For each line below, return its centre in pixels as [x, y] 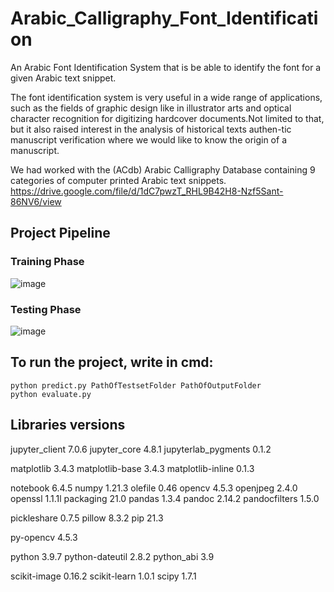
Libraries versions [68, 425]
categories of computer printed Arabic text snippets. [118, 180]
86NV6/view [36, 201]
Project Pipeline [60, 233]
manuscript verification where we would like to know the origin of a [148, 139]
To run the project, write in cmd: [112, 362]
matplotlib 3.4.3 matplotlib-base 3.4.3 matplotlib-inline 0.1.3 [132, 468]
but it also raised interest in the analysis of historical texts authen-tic [151, 129]
